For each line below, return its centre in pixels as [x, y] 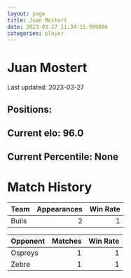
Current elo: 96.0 [46, 133]
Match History [50, 187]
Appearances [60, 209]
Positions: [30, 109]
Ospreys [25, 253]
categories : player [36, 33]
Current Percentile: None [63, 157]
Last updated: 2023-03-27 [46, 88]
